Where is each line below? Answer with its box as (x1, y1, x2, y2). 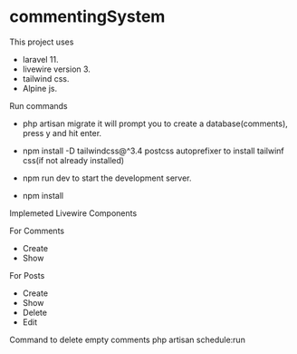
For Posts (9, 270, 45, 280)
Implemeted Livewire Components (9, 207, 138, 219)
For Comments (9, 225, 65, 236)
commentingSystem (9, 6, 166, 27)
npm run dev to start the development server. (22, 172, 192, 183)
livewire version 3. (22, 64, 91, 74)
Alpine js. (22, 83, 57, 93)
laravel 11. (22, 54, 59, 64)
